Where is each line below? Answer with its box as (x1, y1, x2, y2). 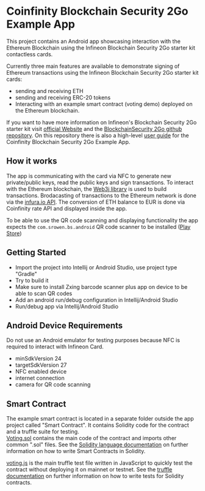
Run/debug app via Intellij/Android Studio (15, 302, 119, 310)
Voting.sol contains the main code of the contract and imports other (6, 435, 177, 442)
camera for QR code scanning (15, 381, 91, 388)
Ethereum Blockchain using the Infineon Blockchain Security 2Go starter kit (6, 44, 195, 51)
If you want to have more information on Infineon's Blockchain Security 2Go (6, 118, 197, 126)
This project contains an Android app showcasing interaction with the (6, 37, 181, 45)
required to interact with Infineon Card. (6, 343, 104, 350)
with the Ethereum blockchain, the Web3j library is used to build (6, 185, 167, 192)
